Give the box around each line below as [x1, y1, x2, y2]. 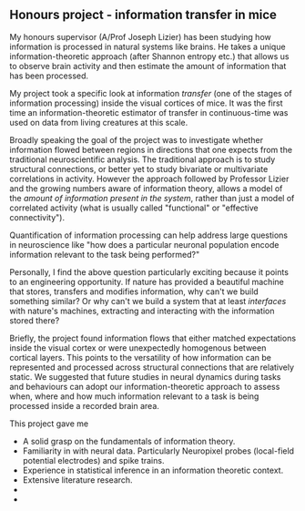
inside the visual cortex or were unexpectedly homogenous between [9, 342, 267, 353]
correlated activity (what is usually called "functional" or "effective [9, 202, 259, 213]
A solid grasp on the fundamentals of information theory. [22, 435, 236, 446]
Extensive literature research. [22, 474, 134, 485]
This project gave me [9, 418, 89, 429]
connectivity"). [9, 211, 66, 222]
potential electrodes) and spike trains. [22, 455, 165, 465]
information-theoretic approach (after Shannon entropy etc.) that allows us [9, 50, 290, 62]
